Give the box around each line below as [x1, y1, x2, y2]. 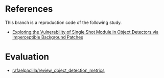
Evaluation [5, 51, 49, 62]
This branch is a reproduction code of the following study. [5, 19, 122, 25]
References [5, 3, 53, 15]
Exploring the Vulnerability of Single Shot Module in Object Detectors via [12, 29, 159, 35]
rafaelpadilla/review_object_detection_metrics [12, 67, 105, 73]
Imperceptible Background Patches [12, 34, 83, 40]
